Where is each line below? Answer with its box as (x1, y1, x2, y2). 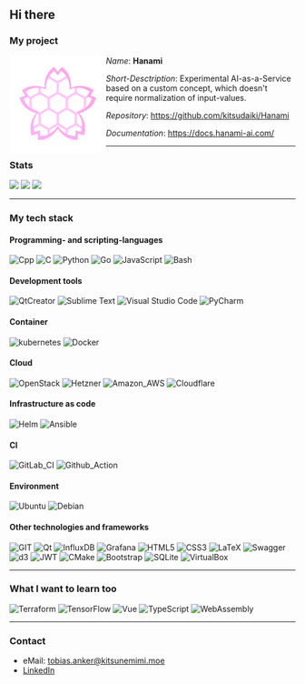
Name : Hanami (105, 55, 163, 66)
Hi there (9, 7, 56, 23)
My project (9, 35, 59, 47)
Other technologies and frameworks (9, 521, 150, 532)
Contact (9, 634, 46, 647)
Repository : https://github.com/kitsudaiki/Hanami (105, 109, 290, 121)
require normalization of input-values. (105, 92, 247, 103)
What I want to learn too (9, 582, 117, 595)
